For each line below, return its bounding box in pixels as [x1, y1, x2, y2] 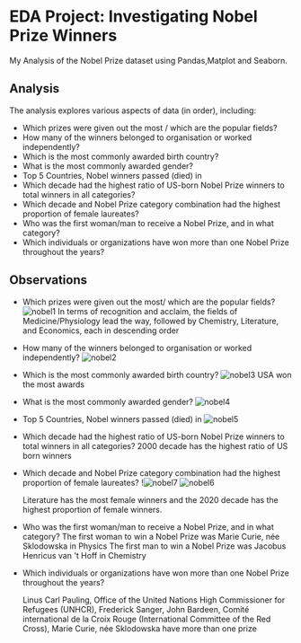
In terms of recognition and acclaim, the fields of [58, 305, 238, 316]
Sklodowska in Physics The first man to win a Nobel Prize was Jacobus [22, 541, 287, 551]
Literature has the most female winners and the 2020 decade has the [22, 494, 279, 505]
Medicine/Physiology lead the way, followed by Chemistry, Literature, [22, 315, 279, 326]
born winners [22, 450, 72, 461]
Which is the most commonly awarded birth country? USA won [22, 369, 292, 380]
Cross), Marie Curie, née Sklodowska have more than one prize [22, 622, 258, 634]
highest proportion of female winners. [22, 504, 163, 515]
